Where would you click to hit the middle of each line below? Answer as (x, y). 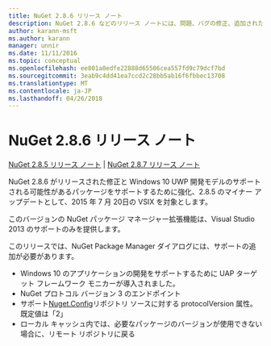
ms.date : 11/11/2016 (43, 53)
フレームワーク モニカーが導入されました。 (108, 284)
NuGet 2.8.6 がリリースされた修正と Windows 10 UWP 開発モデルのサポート (135, 181)
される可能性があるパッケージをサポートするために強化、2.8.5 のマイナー (131, 192)
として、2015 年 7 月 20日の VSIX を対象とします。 (127, 202)
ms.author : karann (39, 38)
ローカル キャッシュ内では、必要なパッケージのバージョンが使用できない (141, 324)
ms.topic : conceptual (45, 61)
